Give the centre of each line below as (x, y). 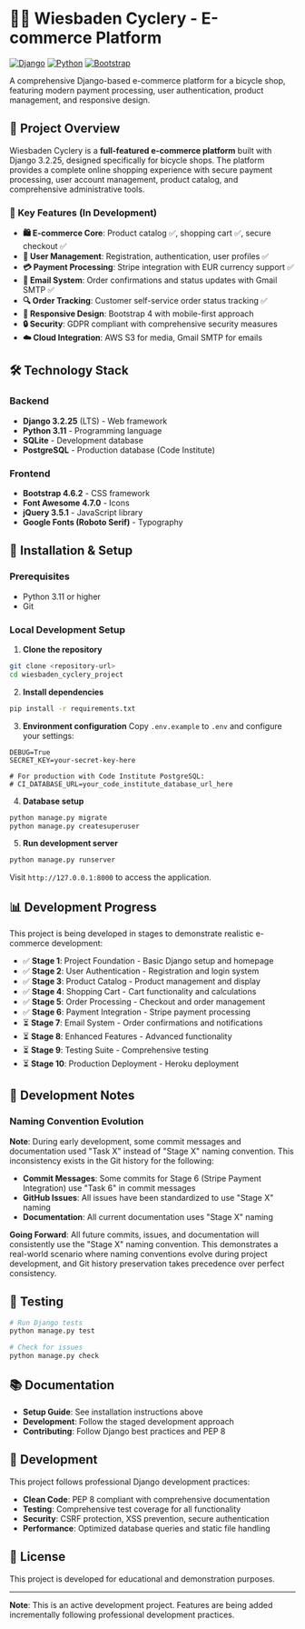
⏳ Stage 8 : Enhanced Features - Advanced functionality (128, 1036)
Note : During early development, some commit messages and (126, 1141)
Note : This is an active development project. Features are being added (141, 1604)
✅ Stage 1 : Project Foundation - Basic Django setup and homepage (148, 961)
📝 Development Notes (72, 1096)
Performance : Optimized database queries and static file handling (146, 1528)
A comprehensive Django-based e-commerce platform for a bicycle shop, (148, 80)
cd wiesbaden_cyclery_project (67, 675)
